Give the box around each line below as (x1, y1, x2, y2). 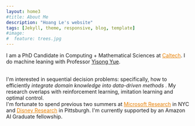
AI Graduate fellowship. (6, 113, 63, 120)
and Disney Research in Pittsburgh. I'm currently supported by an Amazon (6, 107, 186, 114)
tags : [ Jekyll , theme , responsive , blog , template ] (6, 25, 135, 31)
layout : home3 (6, 8, 41, 15)
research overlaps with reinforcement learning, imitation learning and (6, 88, 173, 95)
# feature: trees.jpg (6, 36, 62, 42)
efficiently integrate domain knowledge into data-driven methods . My (6, 82, 176, 88)
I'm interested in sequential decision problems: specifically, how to (6, 76, 167, 83)
